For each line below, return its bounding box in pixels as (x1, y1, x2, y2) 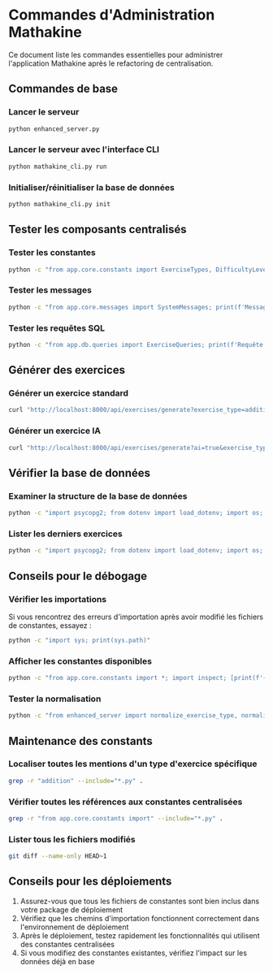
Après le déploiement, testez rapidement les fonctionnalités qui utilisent (19, 930, 260, 940)
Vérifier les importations (8, 593, 107, 604)
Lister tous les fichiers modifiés (8, 833, 136, 845)
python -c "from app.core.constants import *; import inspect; (8, 674, 227, 682)
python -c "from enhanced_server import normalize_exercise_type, (8, 712, 238, 720)
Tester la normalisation (8, 693, 102, 704)
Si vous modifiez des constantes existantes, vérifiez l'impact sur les (19, 948, 248, 958)
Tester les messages (8, 284, 92, 296)
